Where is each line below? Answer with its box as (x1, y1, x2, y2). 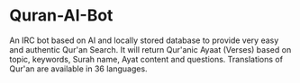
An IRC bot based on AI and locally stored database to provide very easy (9, 35, 279, 46)
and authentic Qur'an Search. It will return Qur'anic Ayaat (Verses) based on (9, 44, 292, 54)
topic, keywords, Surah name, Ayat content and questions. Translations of (9, 54, 284, 64)
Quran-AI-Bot (9, 5, 114, 26)
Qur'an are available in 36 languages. (9, 63, 148, 74)
